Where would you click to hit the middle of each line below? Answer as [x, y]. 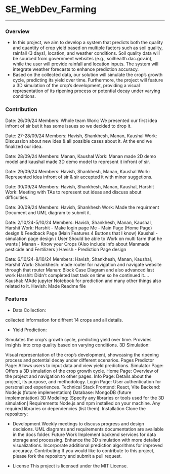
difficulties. [17, 197]
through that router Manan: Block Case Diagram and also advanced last [80, 270]
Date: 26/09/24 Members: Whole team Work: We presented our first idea [81, 121]
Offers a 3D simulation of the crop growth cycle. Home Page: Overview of [82, 371]
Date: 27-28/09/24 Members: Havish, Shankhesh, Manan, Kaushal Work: [81, 136]
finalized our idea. [24, 146]
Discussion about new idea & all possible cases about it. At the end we [79, 141]
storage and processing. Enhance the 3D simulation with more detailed [86, 440]
